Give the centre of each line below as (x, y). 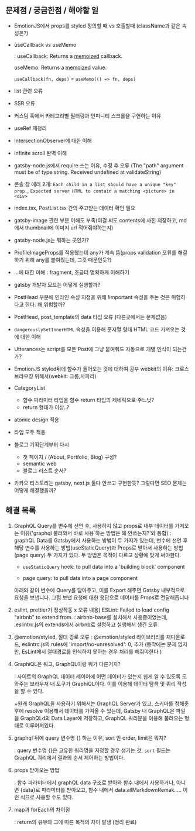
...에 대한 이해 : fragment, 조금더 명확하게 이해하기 (71, 272)
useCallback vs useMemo (45, 44)
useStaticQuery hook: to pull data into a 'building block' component (104, 566)
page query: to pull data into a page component (80, 578)
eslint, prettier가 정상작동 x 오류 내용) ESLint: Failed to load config (91, 610)
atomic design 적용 (37, 420)
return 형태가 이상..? (46, 407)
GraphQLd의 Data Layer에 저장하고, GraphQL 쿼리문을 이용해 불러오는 (102, 718)
